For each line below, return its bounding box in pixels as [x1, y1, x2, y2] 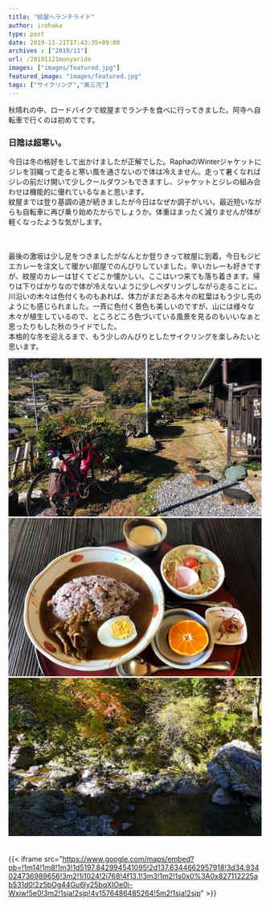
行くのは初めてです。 [29, 115, 100, 125]
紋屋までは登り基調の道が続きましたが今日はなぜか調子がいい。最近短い [8, 197, 247, 207]
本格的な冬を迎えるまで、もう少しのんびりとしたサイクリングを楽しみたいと [8, 331, 261, 341]
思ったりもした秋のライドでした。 [8, 322, 121, 331]
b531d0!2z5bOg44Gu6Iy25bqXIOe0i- [8, 879, 133, 889]
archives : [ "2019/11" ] [8, 47, 88, 55]
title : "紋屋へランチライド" [8, 13, 95, 21]
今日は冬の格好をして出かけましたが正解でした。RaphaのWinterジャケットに [8, 157, 262, 166]
